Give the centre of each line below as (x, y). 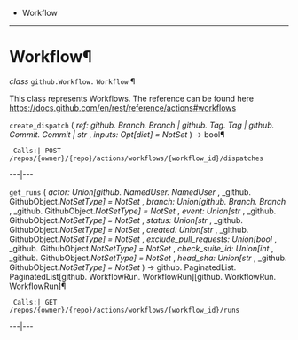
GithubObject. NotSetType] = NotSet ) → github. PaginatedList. (123, 267)
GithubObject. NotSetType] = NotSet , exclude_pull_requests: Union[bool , (143, 239)
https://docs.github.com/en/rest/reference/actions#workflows (123, 108)
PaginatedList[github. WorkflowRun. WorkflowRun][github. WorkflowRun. (143, 276)
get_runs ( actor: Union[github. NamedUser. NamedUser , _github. (130, 192)
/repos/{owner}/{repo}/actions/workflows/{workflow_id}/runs (125, 310)
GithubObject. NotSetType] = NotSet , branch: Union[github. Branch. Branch (148, 201)
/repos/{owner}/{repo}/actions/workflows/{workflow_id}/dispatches (137, 158)
